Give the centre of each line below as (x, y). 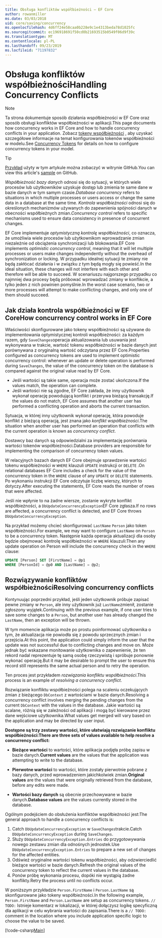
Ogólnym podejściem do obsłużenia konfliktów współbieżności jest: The (76, 814)
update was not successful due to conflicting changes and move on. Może (79, 645)
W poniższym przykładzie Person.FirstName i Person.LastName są (69, 890)
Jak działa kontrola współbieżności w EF (67, 310)
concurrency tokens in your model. (40, 149)
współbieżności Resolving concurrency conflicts (79, 588)
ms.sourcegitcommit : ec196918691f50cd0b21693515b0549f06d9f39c (70, 32)
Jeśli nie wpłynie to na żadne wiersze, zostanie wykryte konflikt (68, 501)
